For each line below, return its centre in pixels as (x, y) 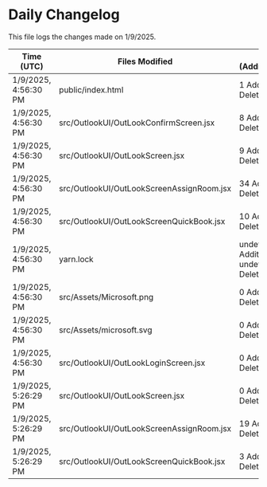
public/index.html (91, 89)
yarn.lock (76, 259)
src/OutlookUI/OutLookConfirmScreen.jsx (137, 123)
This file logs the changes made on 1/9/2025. (82, 37)
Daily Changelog (64, 15)
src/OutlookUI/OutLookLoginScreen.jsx (132, 363)
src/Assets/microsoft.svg (106, 330)
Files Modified (145, 61)
